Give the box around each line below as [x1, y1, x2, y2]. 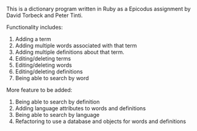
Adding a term [15, 36, 51, 42]
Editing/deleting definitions [15, 68, 84, 75]
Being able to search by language [15, 111, 99, 118]
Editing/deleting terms [15, 55, 71, 62]
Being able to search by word [15, 75, 90, 81]
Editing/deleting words [15, 61, 72, 69]
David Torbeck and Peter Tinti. [6, 12, 83, 19]
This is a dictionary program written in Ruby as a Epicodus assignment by [6, 6, 191, 12]
